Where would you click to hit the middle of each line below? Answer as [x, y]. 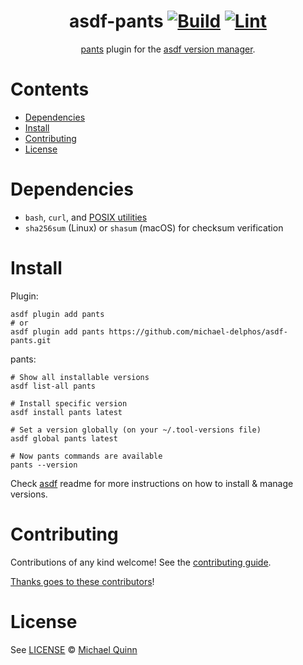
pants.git [31, 340]
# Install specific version [69, 403]
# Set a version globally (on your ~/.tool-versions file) [136, 430]
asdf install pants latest [66, 412]
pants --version [44, 465]
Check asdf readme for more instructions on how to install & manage [152, 483]
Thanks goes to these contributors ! [82, 581]
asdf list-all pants [53, 386]
